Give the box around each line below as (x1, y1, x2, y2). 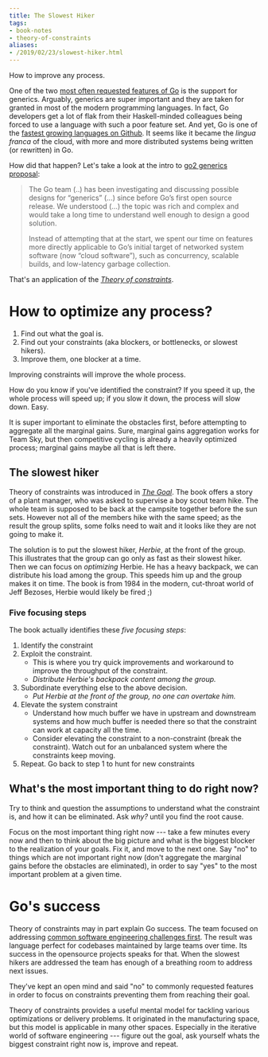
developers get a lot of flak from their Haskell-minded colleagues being (9, 112, 243, 120)
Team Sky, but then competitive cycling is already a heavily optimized (9, 434, 237, 444)
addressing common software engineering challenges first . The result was (9, 932, 253, 942)
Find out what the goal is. (20, 328, 104, 339)
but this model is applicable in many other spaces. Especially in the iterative (9, 1022, 257, 1032)
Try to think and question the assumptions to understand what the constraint (9, 803, 260, 812)
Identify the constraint (20, 640, 94, 650)
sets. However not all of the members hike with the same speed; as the (9, 512, 242, 522)
